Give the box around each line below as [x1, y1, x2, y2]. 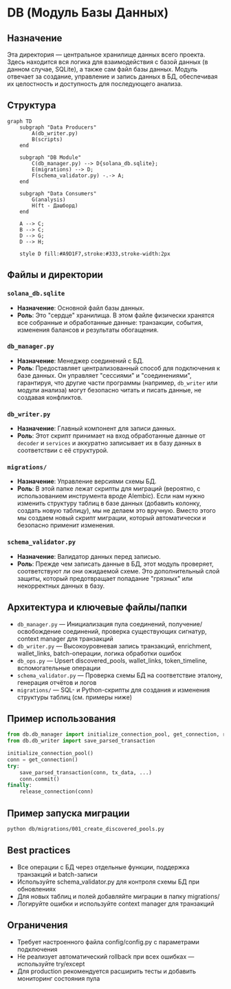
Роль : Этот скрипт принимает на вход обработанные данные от [16, 432, 206, 440]
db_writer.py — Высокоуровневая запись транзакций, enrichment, [16, 641, 212, 650]
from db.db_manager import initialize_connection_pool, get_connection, [7, 731, 220, 738]
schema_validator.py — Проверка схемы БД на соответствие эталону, [16, 671, 223, 679]
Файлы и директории [7, 269, 103, 281]
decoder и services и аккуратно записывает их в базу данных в [16, 439, 201, 447]
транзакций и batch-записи [16, 870, 98, 878]
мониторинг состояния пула [16, 974, 100, 982]
